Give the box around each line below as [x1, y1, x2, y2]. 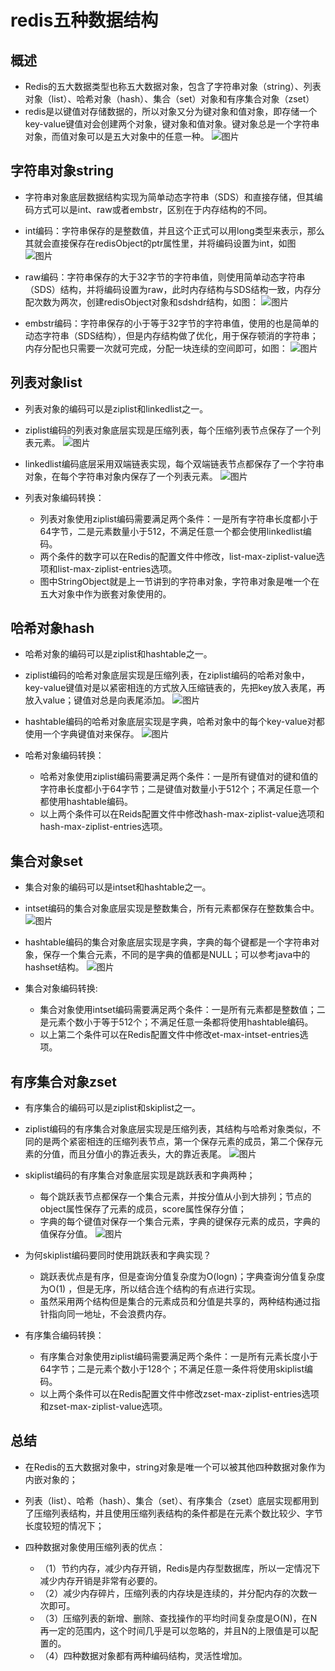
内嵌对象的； [24, 1473, 78, 1485]
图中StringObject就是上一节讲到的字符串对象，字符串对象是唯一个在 [39, 575, 320, 587]
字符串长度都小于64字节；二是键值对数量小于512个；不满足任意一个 [39, 783, 320, 795]
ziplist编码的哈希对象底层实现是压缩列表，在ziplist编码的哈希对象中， [24, 669, 310, 681]
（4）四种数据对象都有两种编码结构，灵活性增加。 [39, 1649, 248, 1661]
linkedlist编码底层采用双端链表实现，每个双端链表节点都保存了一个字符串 [24, 457, 325, 470]
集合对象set [10, 852, 83, 870]
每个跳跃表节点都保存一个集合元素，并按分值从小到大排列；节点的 [39, 1191, 312, 1203]
